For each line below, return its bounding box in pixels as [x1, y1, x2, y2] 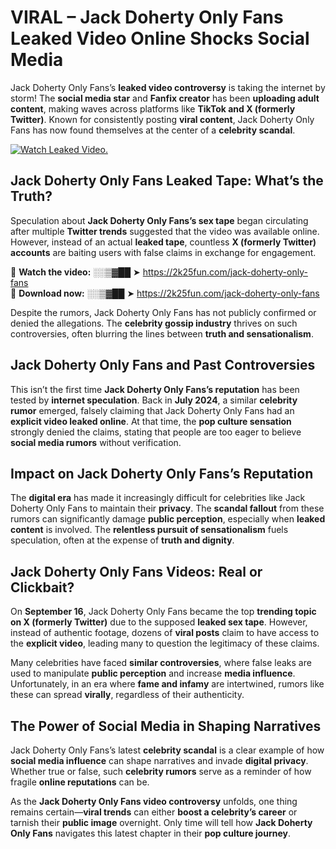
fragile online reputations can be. [10, 776, 150, 788]
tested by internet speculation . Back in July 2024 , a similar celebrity [10, 394, 298, 406]
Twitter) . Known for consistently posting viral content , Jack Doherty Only [10, 113, 315, 125]
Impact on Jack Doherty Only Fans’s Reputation [10, 465, 314, 482]
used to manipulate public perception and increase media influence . [10, 667, 296, 680]
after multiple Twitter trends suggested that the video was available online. [10, 225, 320, 237]
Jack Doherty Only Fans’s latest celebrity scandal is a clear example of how [10, 744, 325, 756]
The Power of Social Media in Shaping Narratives [10, 717, 322, 735]
